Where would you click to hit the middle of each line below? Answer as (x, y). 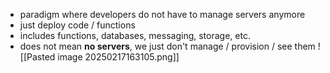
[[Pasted (37, 57)
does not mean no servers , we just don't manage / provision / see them (167, 46)
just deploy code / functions (77, 25)
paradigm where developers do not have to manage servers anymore (162, 14)
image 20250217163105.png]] (118, 57)
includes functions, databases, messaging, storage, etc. (135, 35)
